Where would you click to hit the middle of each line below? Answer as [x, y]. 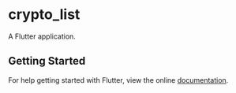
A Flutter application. [42, 36]
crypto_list [44, 15]
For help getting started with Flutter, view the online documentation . [118, 80]
